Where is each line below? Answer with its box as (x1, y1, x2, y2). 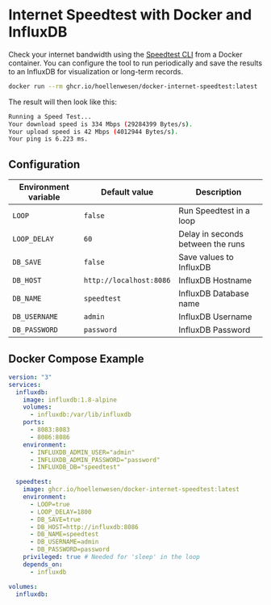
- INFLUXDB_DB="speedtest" (29, 463, 121, 472)
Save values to (178, 252, 234, 263)
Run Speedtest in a (178, 205, 250, 216)
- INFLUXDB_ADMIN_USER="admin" (29, 448, 135, 456)
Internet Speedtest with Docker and (8, 6, 252, 24)
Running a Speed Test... (8, 112, 92, 120)
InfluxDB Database (178, 288, 249, 300)
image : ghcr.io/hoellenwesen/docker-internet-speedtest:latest (23, 485, 240, 494)
